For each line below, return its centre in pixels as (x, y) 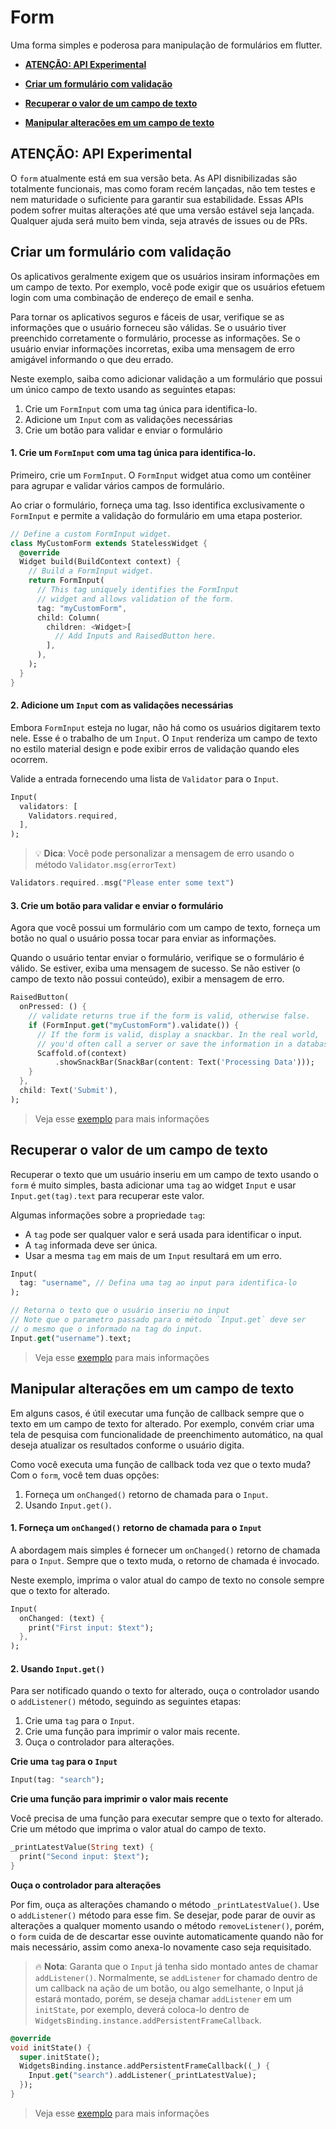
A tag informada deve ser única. (91, 1245)
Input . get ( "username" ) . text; (71, 1338)
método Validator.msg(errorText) (105, 865)
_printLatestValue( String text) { (82, 1847)
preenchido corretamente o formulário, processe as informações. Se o (155, 338)
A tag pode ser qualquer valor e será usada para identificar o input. (163, 1234)
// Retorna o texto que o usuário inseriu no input (120, 1311)
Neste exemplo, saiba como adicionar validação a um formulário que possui (166, 378)
